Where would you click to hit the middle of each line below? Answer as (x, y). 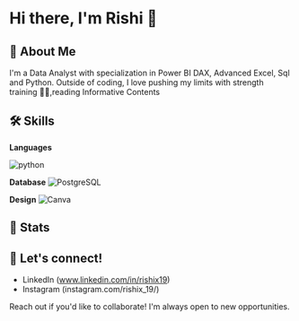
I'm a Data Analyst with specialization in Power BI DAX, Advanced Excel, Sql (149, 73)
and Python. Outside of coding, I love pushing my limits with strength (136, 82)
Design (23, 199)
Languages (31, 147)
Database (28, 182)
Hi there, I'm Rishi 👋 (84, 18)
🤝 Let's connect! (56, 258)
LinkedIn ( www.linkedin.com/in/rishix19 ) (96, 280)
